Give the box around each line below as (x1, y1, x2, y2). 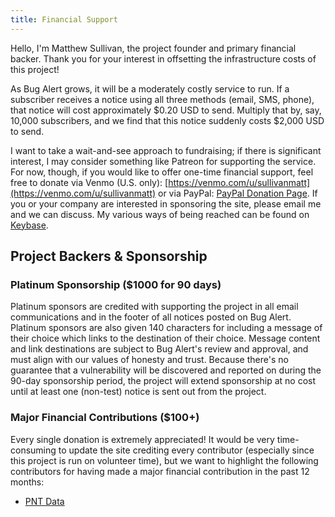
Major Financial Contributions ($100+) (10, 411, 200, 425)
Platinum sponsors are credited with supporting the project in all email (10, 301, 299, 313)
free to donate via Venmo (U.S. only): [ (10, 176, 169, 188)
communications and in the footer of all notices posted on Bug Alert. (10, 311, 292, 323)
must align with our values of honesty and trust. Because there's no (10, 354, 289, 366)
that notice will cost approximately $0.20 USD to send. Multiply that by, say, (10, 104, 322, 116)
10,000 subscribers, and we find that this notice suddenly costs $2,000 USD (10, 114, 325, 126)
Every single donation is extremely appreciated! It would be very (10, 433, 275, 445)
